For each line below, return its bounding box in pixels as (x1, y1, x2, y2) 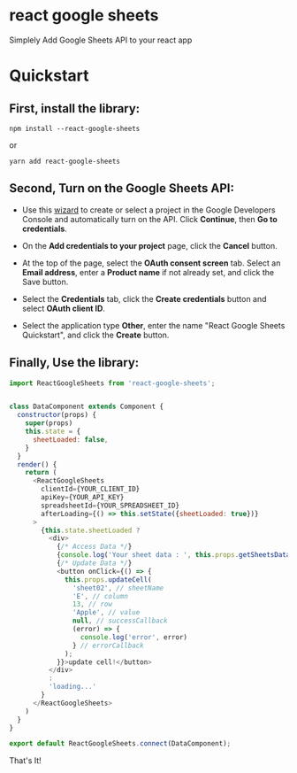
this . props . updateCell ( (65, 575, 152, 584)
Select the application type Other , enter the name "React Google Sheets (21, 320, 286, 330)
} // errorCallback (72, 641, 144, 650)
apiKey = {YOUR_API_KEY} (41, 493, 125, 502)
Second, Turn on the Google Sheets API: (9, 181, 234, 196)
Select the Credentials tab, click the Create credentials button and (21, 293, 267, 304)
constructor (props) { (17, 411, 97, 420)
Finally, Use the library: (9, 355, 140, 370)
